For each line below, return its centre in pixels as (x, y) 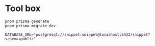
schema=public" (21, 39)
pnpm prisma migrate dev (30, 26)
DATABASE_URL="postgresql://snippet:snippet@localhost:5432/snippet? (78, 34)
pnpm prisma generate (27, 21)
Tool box (23, 8)
